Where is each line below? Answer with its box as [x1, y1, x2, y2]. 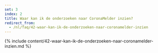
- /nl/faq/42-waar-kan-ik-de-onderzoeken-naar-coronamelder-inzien [9, 25, 149, 30]
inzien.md [4, 43, 25, 49]
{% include [4, 38, 27, 44]
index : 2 [4, 12, 22, 16]
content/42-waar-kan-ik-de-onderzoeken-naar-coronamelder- [27, 38, 154, 44]
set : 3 [4, 7, 18, 12]
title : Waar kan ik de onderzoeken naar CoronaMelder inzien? [4, 16, 133, 21]
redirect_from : [4, 20, 35, 26]
